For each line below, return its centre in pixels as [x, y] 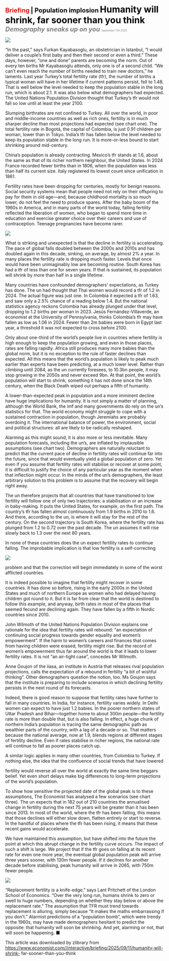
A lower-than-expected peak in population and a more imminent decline [80, 395]
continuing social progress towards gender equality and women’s [73, 635]
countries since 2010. [27, 615]
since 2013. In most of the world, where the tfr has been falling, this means [83, 813]
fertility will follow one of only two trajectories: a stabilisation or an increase [84, 501]
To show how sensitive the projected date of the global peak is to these [79, 791]
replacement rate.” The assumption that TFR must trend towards [72, 906]
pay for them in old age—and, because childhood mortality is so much [78, 197]
